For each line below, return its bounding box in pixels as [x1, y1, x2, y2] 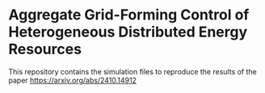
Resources [8, 40, 82, 58]
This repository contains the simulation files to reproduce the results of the [8, 66, 257, 76]
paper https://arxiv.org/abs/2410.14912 [8, 75, 137, 85]
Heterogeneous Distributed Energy [8, 23, 248, 41]
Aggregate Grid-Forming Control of [8, 6, 250, 24]
